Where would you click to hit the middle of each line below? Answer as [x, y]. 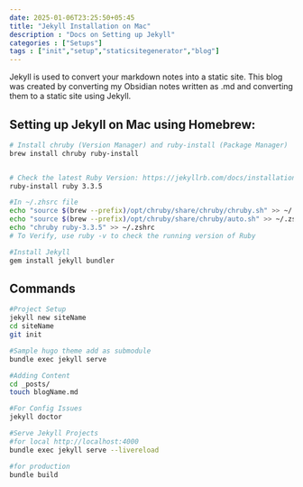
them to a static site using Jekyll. [70, 96]
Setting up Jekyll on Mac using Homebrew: [133, 124]
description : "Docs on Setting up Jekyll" [92, 34]
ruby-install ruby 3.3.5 [56, 186]
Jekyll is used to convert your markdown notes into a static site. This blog [146, 77]
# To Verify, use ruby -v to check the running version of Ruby [133, 235]
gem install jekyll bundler [62, 261]
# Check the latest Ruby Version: [74, 178]
